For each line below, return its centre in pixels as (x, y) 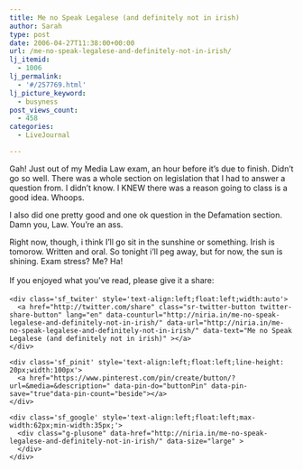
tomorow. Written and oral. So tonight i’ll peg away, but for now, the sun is (146, 251)
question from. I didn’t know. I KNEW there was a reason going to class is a (148, 188)
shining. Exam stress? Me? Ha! (66, 261)
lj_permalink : (36, 77)
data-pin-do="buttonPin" (161, 386)
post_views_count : (44, 110)
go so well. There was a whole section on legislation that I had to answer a (147, 178)
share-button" (36, 315)
